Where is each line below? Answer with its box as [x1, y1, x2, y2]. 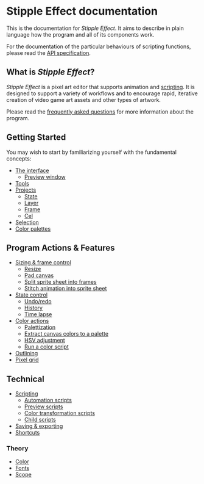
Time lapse [24, 311, 52, 318]
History [24, 304, 43, 312]
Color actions [15, 317, 49, 325]
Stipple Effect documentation [6, 4, 158, 18]
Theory [6, 444, 29, 453]
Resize [24, 265, 41, 273]
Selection [15, 219, 40, 226]
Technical [6, 374, 44, 384]
